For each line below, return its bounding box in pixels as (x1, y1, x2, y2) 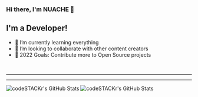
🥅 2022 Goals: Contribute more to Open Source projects (14, 51, 151, 58)
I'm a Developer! (6, 23, 68, 33)
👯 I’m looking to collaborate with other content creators (14, 45, 148, 52)
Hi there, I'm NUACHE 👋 (6, 5, 75, 13)
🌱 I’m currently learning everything (14, 39, 99, 46)
